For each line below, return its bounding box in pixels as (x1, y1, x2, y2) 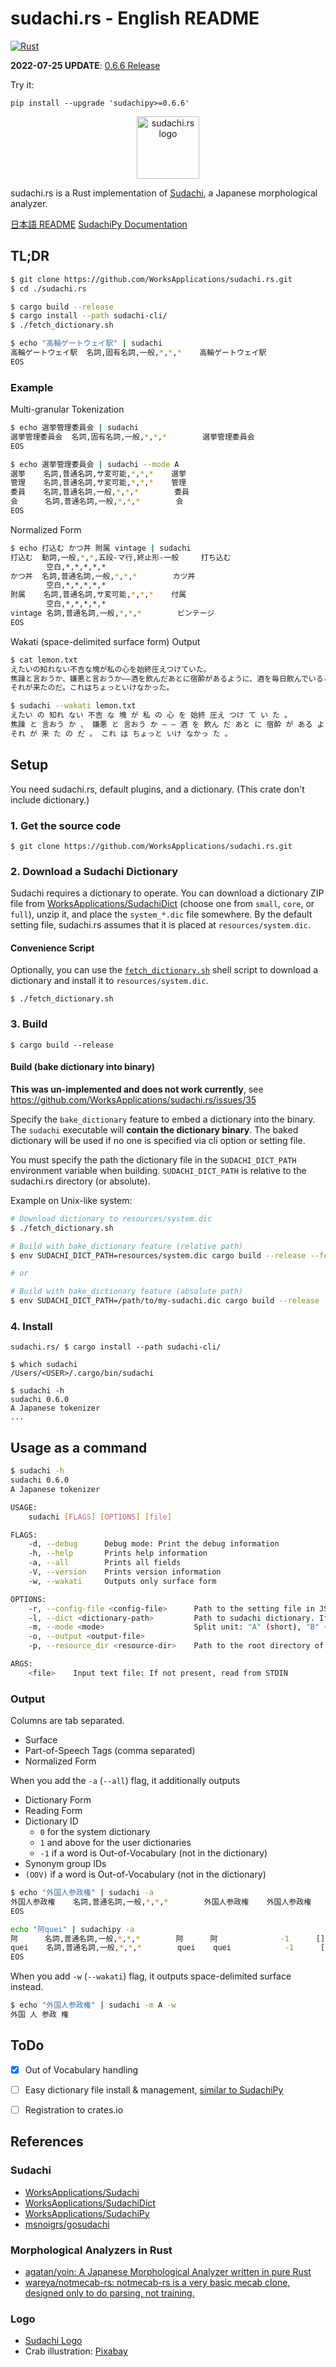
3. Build (10, 1017, 48, 1031)
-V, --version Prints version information (28, 1567, 222, 1577)
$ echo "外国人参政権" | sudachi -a (10, 1888, 154, 1898)
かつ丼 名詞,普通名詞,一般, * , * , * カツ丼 (10, 571, 196, 581)
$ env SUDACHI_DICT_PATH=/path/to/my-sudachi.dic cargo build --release (10, 1296, 320, 1306)
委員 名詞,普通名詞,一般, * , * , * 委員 (10, 487, 190, 497)
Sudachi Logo (24, 2335, 83, 2347)
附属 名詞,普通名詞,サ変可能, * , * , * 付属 (10, 590, 187, 600)
